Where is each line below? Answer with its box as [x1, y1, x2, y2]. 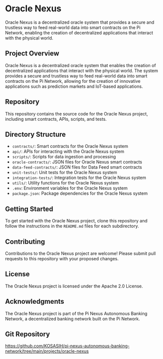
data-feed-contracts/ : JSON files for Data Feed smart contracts [12, 164, 142, 170]
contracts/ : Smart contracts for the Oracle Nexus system [12, 144, 129, 149]
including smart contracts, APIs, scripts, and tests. [5, 116, 107, 122]
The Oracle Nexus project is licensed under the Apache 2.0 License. [5, 283, 143, 289]
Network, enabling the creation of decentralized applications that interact [5, 30, 153, 36]
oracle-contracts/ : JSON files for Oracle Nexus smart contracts [12, 159, 142, 165]
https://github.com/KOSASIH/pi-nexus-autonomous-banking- [5, 343, 130, 349]
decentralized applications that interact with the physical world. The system [5, 68, 158, 73]
